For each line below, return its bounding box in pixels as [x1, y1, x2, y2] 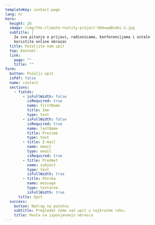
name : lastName [26, 126, 58, 131]
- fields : [14, 89, 34, 94]
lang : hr [5, 12, 23, 17]
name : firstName [26, 103, 60, 108]
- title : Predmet [23, 158, 58, 163]
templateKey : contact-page [5, 7, 60, 12]
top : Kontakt [9, 48, 36, 53]
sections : [9, 84, 29, 90]
